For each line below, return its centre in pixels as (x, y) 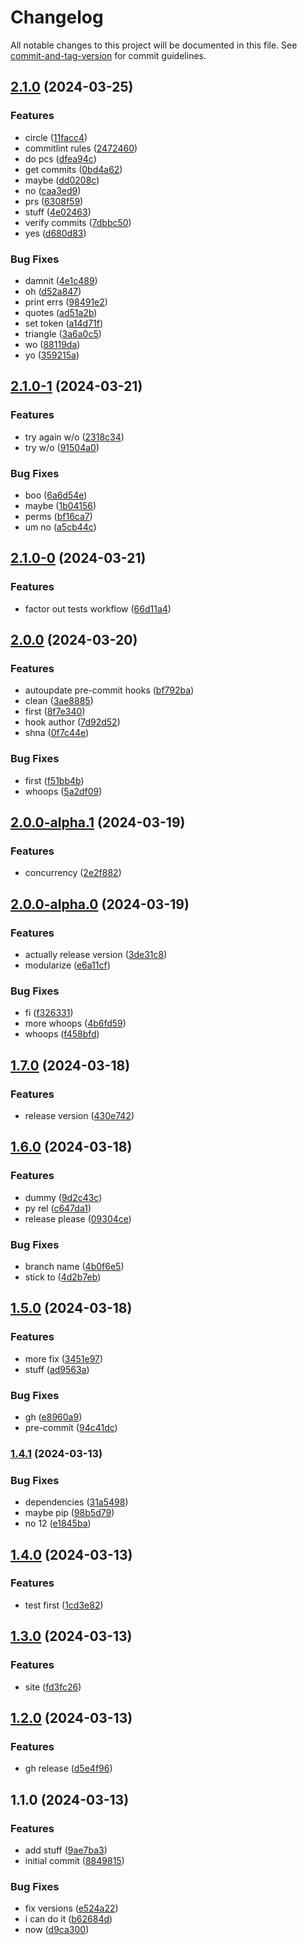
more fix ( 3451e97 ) (64, 1358)
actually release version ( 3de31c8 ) (96, 954)
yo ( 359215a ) (52, 355)
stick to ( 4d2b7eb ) (63, 1277)
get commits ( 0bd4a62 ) (73, 169)
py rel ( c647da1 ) (58, 1208)
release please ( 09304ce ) (78, 1218)
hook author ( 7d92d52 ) (72, 722)
